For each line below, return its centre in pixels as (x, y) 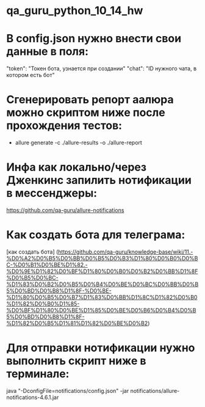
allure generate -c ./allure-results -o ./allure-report (78, 143)
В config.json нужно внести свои (94, 39)
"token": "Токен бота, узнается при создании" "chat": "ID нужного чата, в (102, 68)
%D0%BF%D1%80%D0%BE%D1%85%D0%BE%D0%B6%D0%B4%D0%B (101, 310)
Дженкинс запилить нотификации (99, 180)
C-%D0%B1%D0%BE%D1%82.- (47, 265)
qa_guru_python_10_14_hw (75, 11)
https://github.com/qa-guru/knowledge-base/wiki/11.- (125, 252)
